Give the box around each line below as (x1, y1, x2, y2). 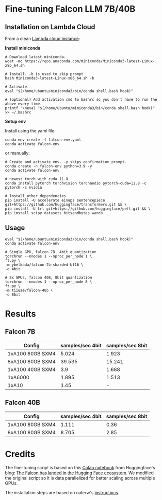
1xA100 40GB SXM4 (7, 366, 56, 373)
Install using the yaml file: (5, 128, 56, 133)
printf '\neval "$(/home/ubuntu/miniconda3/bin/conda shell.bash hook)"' (5, 106, 158, 111)
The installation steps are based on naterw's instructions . (5, 489, 120, 495)
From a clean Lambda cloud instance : (5, 36, 80, 41)
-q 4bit (5, 266, 21, 271)
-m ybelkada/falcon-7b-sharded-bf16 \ (5, 262, 83, 267)
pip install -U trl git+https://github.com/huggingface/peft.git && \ (5, 206, 151, 211)
